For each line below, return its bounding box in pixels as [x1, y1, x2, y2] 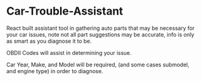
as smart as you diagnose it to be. [6, 37, 92, 44]
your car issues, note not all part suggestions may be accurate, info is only [6, 30, 195, 38]
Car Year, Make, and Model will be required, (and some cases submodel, [6, 61, 190, 68]
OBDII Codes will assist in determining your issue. [6, 49, 132, 56]
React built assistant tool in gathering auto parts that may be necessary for [6, 24, 195, 32]
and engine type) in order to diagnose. [6, 67, 104, 74]
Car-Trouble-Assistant [6, 4, 124, 18]
